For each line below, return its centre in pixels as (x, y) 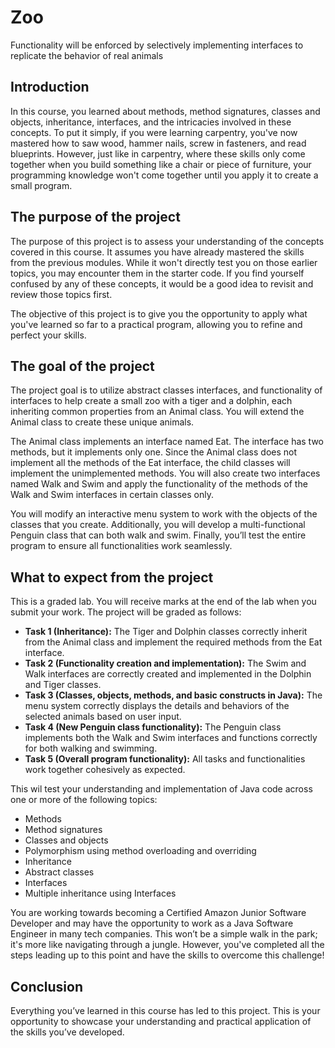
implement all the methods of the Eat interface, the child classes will (150, 463)
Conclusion (47, 986)
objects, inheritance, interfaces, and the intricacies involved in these (151, 122)
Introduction (50, 87)
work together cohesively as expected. (105, 770)
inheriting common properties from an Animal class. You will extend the (157, 412)
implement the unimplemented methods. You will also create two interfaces (165, 473)
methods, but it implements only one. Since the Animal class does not (154, 452)
